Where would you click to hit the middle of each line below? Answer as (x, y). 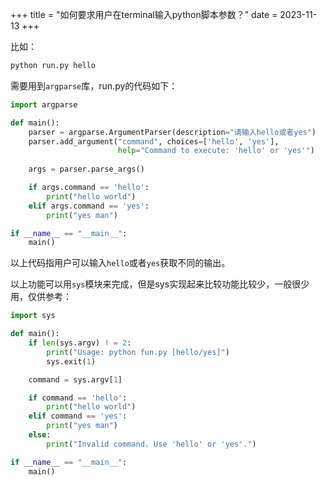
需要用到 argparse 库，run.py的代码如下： (94, 85)
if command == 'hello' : (78, 398)
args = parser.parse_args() (86, 169)
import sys (33, 316)
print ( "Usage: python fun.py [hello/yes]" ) (138, 352)
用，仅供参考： (41, 297)
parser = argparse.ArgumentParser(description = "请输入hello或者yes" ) (172, 132)
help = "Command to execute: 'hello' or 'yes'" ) (216, 151)
